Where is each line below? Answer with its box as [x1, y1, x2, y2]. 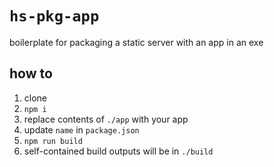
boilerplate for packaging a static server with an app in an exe [9, 36, 264, 48]
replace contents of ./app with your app [23, 113, 189, 125]
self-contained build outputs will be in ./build [23, 145, 214, 157]
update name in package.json [23, 123, 140, 136]
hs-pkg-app [9, 7, 100, 26]
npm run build [23, 136, 83, 146]
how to [9, 65, 53, 82]
